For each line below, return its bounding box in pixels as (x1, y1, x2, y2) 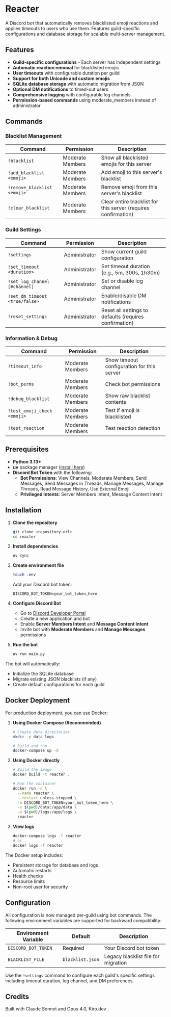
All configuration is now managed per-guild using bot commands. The (5, 912, 152, 918)
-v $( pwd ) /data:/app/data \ (17, 805, 77, 810)
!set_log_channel (8, 278, 50, 284)
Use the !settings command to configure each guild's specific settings (5, 972, 155, 978)
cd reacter (12, 534, 36, 539)
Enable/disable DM (101, 292, 147, 299)
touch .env (12, 572, 36, 578)
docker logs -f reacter (12, 843, 64, 848)
